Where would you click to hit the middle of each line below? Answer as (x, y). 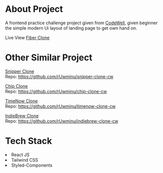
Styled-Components (32, 165)
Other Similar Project (49, 58)
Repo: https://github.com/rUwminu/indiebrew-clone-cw (62, 121)
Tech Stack (29, 141)
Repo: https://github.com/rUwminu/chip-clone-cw (56, 91)
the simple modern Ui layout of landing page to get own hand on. (71, 28)
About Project (34, 9)
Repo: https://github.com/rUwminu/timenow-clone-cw (61, 106)
